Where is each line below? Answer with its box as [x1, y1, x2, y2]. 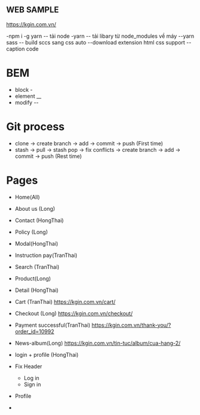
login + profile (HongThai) [14, 351, 79, 358]
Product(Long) [14, 274, 51, 282]
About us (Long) [14, 205, 56, 212]
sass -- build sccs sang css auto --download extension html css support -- [6, 38, 192, 46]
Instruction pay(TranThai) [14, 252, 78, 259]
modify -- [14, 98, 39, 106]
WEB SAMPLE [6, 5, 59, 15]
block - [14, 86, 33, 93]
